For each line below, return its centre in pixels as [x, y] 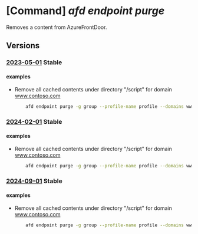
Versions [23, 46]
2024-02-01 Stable [34, 122]
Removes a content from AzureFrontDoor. [57, 27]
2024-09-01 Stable [34, 181]
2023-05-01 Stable [34, 62]
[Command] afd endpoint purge [85, 11]
